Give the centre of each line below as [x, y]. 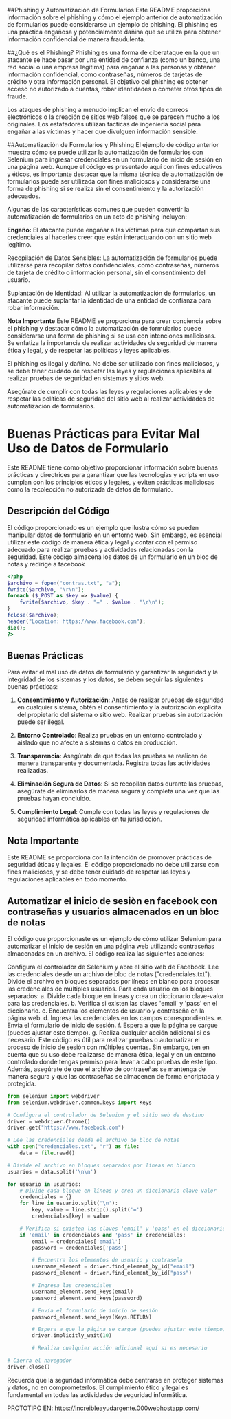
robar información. [33, 308]
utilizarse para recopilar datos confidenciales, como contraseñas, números [113, 265]
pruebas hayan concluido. [54, 799]
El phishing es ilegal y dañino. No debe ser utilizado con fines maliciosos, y [113, 363]
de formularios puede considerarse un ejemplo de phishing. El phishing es [112, 24]
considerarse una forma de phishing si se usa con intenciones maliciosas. [112, 335]
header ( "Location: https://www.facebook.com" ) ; [77, 621]
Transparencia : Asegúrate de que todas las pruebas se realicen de [112, 756]
